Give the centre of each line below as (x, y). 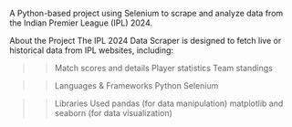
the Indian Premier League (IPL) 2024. (81, 23)
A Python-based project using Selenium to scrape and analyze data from (146, 13)
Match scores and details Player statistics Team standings (164, 68)
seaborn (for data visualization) (114, 113)
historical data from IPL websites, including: (92, 50)
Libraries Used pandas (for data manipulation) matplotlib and (169, 103)
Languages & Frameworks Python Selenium (136, 85)
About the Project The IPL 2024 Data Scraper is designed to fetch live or (146, 41)
